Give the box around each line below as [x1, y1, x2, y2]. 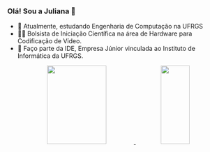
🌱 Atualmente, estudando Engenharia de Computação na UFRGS [17, 22, 204, 31]
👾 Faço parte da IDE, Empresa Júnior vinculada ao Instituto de [17, 45, 195, 53]
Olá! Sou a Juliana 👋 [7, 6, 76, 16]
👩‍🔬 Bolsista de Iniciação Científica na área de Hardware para [17, 29, 193, 38]
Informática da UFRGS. [17, 52, 84, 60]
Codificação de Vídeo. [17, 37, 82, 45]
